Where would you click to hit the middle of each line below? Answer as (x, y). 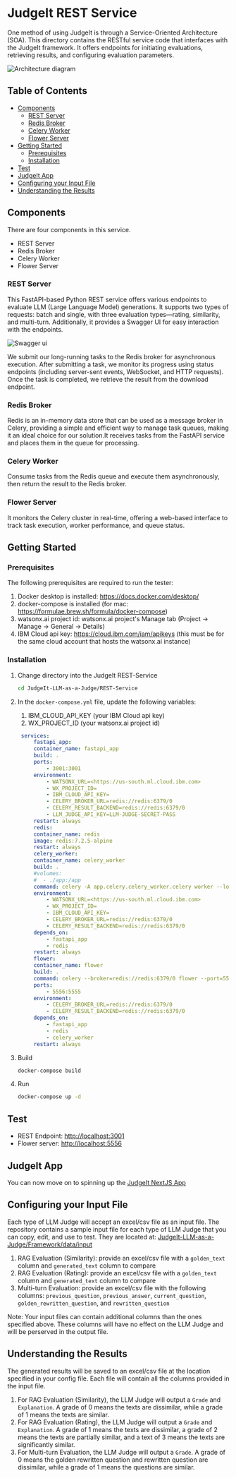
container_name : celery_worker (79, 860)
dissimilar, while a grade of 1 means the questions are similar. (106, 1467)
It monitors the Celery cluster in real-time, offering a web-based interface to (118, 517)
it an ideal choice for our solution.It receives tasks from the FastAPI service (116, 435)
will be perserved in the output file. (58, 1331)
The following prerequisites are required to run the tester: (91, 583)
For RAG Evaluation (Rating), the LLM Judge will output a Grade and (115, 1422)
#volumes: (48, 873)
